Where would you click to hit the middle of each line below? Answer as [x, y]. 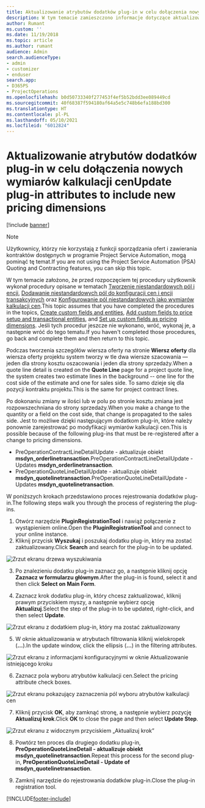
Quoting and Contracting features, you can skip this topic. [79, 268]
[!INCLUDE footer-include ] [39, 799]
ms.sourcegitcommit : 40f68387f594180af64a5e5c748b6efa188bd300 [88, 103]
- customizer [23, 69]
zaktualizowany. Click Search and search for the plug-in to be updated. [104, 547]
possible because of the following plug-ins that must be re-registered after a [103, 434]
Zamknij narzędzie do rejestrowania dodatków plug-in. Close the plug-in [105, 780]
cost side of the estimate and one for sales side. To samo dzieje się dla [95, 383]
